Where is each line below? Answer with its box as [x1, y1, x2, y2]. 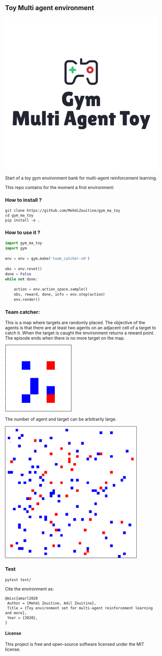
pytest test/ [5, 577, 32, 582]
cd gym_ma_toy [5, 213, 34, 218]
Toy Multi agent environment [5, 4, 95, 12]
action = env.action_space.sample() [14, 287, 88, 292]
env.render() [14, 297, 40, 302]
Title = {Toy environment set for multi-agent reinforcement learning [7, 605, 153, 610]
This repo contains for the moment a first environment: [5, 184, 114, 190]
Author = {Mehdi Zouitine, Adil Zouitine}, [7, 601, 97, 605]
